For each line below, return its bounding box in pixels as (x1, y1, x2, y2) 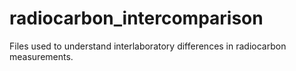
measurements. (9, 50, 74, 62)
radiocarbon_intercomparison (9, 7, 264, 30)
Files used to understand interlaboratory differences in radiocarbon (9, 40, 287, 52)
